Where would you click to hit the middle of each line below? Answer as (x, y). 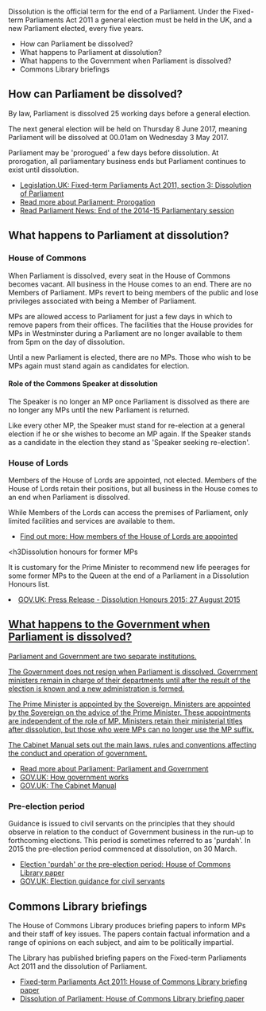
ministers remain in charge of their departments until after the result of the (129, 680)
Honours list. (29, 584)
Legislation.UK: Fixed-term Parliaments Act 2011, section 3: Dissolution (135, 185)
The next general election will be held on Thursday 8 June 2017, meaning (128, 129)
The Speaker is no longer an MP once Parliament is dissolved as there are (129, 401)
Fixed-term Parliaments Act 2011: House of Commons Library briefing (133, 982)
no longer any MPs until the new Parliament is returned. (99, 410)
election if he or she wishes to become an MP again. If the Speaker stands (130, 434)
